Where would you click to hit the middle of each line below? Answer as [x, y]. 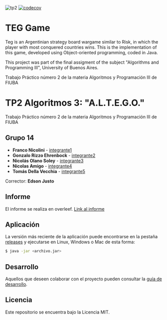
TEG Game [28, 28]
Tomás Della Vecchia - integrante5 [49, 171]
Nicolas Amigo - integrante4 [42, 166]
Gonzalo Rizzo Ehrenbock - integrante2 [54, 155]
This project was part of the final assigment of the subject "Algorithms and [82, 62]
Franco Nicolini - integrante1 [42, 150]
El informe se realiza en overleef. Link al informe [55, 209]
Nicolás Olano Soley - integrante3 [48, 161]
